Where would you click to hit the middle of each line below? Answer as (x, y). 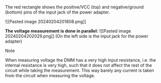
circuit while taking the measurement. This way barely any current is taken (80, 70)
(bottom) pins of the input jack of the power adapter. (58, 12)
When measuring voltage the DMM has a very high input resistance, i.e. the (80, 60)
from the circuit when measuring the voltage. (50, 75)
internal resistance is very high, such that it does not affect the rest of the (79, 65)
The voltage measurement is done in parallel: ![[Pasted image (68, 31)
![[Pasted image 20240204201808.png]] (46, 22)
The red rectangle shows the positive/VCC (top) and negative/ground (74, 7)
